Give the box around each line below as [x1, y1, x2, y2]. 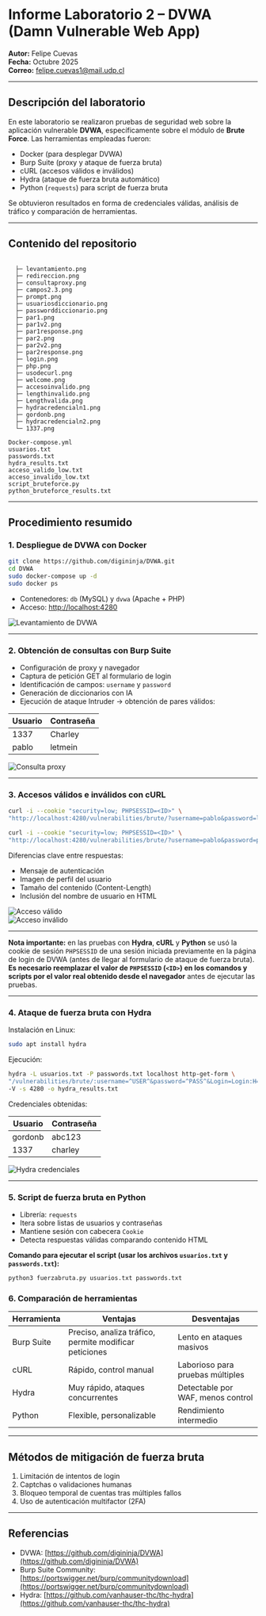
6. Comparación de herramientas [8, 1293, 138, 1304]
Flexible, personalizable [68, 1410, 157, 1421]
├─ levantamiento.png [15, 265, 87, 273]
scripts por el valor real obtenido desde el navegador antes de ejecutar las [8, 971, 256, 980]
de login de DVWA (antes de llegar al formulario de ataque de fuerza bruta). [8, 954, 255, 964]
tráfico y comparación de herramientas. [8, 206, 138, 216]
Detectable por [177, 1382, 234, 1393]
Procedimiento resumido [8, 515, 133, 529]
